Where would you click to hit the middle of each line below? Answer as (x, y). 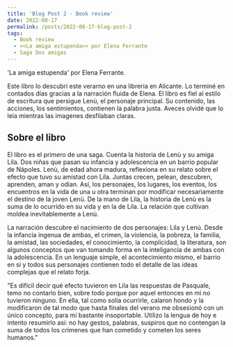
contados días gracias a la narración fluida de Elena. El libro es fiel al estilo (114, 93)
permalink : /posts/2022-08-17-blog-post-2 (70, 27)
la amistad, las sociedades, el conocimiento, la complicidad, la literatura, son (117, 242)
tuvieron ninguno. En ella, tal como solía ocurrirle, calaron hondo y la (105, 300)
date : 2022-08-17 (32, 20)
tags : (15, 33)
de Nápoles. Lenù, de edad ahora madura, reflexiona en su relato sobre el (113, 169)
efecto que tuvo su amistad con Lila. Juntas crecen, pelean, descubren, (110, 177)
